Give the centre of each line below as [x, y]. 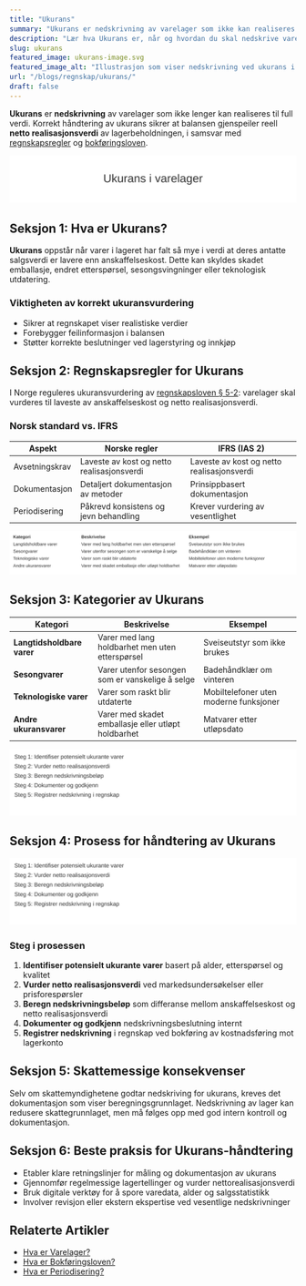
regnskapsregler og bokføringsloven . [79, 142]
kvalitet [36, 975]
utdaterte [114, 701]
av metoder [102, 494]
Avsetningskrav [42, 466]
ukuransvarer [40, 729]
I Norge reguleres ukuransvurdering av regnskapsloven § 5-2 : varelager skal [153, 393]
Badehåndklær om [238, 669]
